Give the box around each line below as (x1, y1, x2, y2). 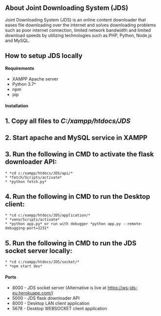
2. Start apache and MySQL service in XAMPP (5, 134, 148, 142)
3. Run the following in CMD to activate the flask (5, 150, 154, 158)
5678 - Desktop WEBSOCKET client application (12, 306, 107, 312)
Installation (5, 103, 28, 109)
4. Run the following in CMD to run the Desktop (5, 192, 150, 200)
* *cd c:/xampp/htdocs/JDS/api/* (5, 171, 73, 176)
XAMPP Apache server (12, 76, 59, 82)
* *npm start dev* (5, 264, 42, 269)
